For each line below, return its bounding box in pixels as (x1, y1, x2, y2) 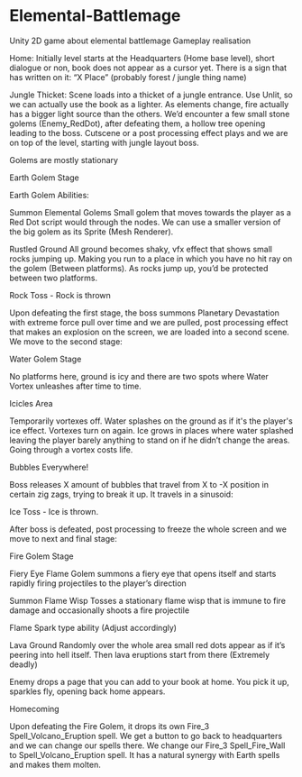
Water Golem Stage (9, 353, 82, 364)
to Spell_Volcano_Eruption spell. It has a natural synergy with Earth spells (9, 749, 280, 760)
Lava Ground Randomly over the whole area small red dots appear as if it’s (9, 639, 286, 650)
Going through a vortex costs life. (9, 443, 133, 455)
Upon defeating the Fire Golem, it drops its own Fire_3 (9, 720, 210, 731)
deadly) (9, 659, 38, 670)
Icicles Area (9, 398, 53, 408)
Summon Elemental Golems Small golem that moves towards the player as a (9, 206, 291, 217)
